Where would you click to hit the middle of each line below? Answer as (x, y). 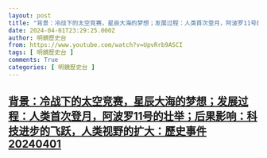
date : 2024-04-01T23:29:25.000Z (62, 30)
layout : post (30, 15)
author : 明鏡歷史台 (37, 38)
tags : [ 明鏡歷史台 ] (41, 52)
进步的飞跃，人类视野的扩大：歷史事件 (112, 131)
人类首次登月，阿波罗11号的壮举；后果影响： (138, 116)
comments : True (33, 60)
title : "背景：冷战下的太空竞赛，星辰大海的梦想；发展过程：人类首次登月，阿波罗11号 (132, 23)
